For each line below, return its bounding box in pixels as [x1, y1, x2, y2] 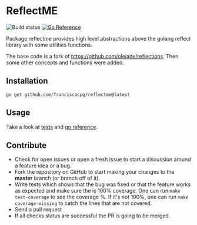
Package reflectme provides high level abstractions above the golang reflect [6, 35, 191, 42]
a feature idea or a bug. [14, 162, 72, 169]
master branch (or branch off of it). [14, 175, 101, 182]
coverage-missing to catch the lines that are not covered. [14, 200, 152, 207]
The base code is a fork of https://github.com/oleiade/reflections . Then [6, 52, 179, 59]
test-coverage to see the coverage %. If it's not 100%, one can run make [14, 193, 189, 201]
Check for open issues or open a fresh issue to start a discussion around [14, 156, 191, 163]
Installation [6, 76, 48, 86]
